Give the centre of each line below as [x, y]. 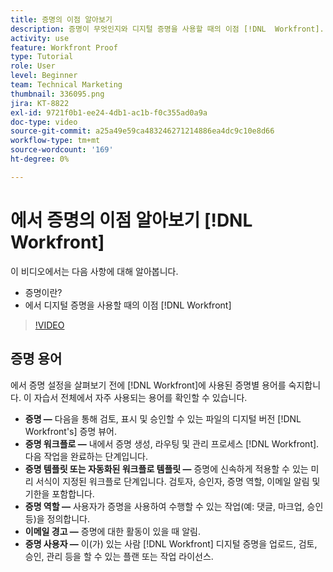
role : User [33, 66]
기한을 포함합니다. [59, 493]
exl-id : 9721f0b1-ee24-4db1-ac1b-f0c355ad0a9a [109, 112]
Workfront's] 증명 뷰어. [71, 431]
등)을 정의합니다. [57, 518]
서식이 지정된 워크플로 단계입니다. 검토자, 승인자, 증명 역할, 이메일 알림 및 [178, 481]
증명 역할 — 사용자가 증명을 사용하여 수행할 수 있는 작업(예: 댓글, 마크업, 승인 [174, 506]
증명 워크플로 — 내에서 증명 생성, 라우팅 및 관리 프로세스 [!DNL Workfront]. [172, 443]
